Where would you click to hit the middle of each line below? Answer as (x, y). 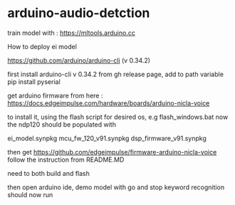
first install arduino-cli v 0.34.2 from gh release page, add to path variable (116, 74)
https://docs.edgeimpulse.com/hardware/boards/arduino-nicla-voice (109, 103)
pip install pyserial (34, 82)
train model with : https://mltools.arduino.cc (71, 33)
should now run (30, 194)
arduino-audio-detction (79, 13)
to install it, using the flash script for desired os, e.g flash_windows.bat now (118, 117)
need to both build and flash (49, 173)
